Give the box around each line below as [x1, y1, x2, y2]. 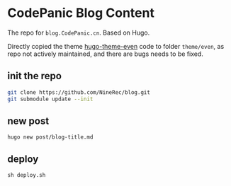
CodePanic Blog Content [7, 5, 154, 21]
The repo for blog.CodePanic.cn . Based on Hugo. [7, 28, 150, 37]
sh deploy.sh [7, 172, 46, 179]
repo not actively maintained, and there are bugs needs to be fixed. [7, 50, 203, 58]
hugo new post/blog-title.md [7, 134, 94, 141]
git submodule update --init [7, 95, 94, 103]
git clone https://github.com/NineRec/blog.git [7, 88, 151, 96]
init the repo [7, 70, 62, 82]
